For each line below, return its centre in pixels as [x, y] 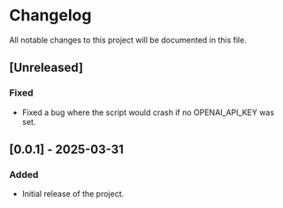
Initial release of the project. [73, 194]
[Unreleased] [46, 68]
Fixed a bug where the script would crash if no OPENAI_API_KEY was [148, 112]
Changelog [50, 15]
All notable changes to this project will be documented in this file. [128, 40]
